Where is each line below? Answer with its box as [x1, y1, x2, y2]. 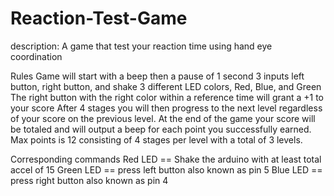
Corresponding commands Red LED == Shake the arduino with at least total [10, 153, 322, 165]
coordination [10, 50, 63, 62]
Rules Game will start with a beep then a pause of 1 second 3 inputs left [10, 70, 305, 82]
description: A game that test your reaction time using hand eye [10, 40, 273, 52]
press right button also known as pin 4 [10, 174, 169, 186]
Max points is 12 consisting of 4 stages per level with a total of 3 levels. [10, 133, 303, 146]
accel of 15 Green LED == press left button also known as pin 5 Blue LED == [10, 163, 323, 176]
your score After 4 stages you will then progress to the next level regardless [10, 102, 323, 114]
